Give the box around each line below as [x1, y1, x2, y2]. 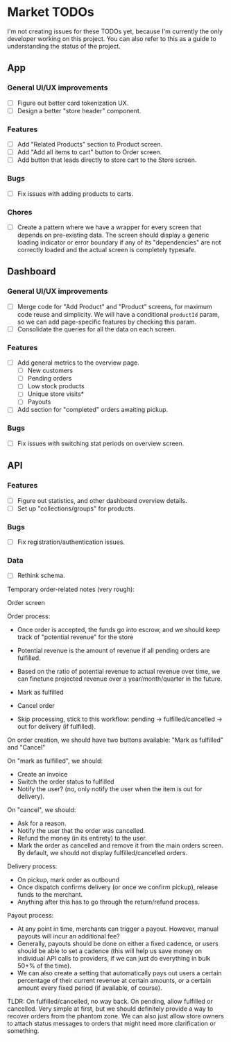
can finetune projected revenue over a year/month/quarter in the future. [17, 675, 223, 683]
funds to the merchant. [17, 891, 83, 899]
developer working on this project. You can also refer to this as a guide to [7, 34, 216, 42]
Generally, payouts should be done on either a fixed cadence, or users [17, 939, 219, 948]
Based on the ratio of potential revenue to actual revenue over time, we [17, 668, 221, 676]
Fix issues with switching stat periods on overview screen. [17, 439, 185, 447]
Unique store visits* [27, 390, 85, 398]
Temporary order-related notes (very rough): [7, 585, 135, 594]
